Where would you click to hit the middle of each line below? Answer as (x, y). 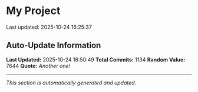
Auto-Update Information (54, 45)
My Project (33, 11)
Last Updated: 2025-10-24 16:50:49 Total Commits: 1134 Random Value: (96, 59)
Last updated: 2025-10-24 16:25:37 (49, 27)
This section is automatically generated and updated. (71, 83)
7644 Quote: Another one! (38, 66)
